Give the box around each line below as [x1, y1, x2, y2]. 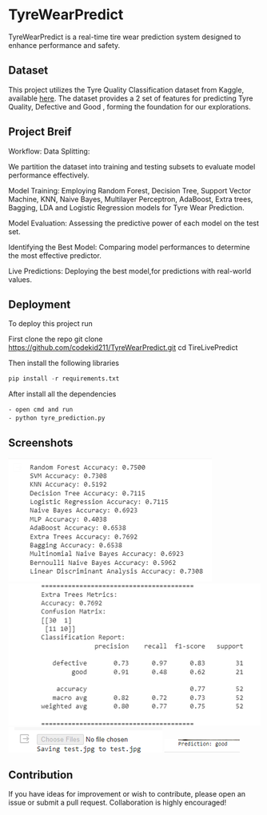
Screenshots [8, 436, 74, 450]
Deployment [8, 297, 71, 311]
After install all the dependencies [8, 389, 117, 399]
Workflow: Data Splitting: [8, 146, 90, 156]
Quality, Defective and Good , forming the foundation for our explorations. [8, 101, 252, 111]
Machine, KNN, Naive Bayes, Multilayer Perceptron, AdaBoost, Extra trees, [8, 194, 253, 204]
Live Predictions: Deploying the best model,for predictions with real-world [8, 266, 252, 276]
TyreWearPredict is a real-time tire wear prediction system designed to [8, 32, 241, 42]
